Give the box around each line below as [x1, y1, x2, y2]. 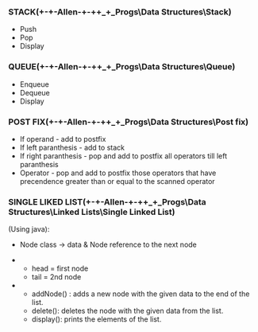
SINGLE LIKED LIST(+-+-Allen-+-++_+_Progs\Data [8, 196, 206, 207]
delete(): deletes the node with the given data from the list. [31, 306, 224, 316]
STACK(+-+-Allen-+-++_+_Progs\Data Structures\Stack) [8, 6, 232, 18]
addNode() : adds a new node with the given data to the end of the [31, 289, 250, 299]
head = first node [31, 264, 89, 273]
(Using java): [8, 225, 50, 234]
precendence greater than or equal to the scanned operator [19, 176, 216, 186]
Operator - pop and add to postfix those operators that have [19, 168, 217, 178]
